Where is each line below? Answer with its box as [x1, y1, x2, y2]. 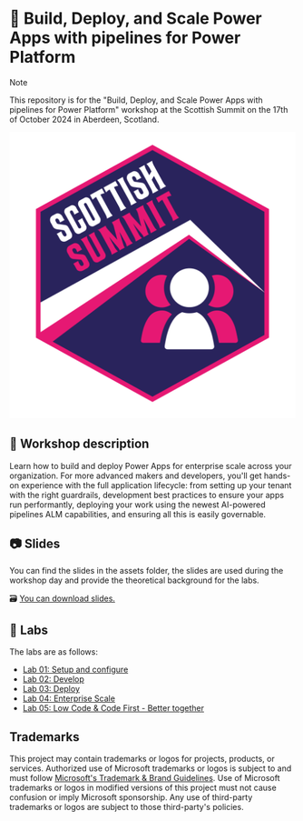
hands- [263, 470, 291, 481]
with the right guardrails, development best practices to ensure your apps [9, 489, 284, 500]
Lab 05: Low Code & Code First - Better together [22, 703, 204, 714]
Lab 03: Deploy [22, 684, 80, 695]
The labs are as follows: [9, 646, 98, 657]
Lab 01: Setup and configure [22, 664, 129, 676]
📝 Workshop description [9, 436, 150, 452]
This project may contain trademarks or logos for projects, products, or [9, 754, 275, 765]
